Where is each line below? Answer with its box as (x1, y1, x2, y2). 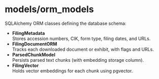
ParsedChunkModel (12, 52, 55, 58)
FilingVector (12, 62, 39, 68)
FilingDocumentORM (12, 41, 57, 47)
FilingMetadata (12, 30, 45, 36)
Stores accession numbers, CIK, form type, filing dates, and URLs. (12, 35, 151, 42)
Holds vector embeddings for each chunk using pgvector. (12, 67, 133, 74)
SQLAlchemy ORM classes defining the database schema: (5, 20, 126, 26)
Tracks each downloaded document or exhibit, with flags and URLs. (12, 46, 154, 52)
